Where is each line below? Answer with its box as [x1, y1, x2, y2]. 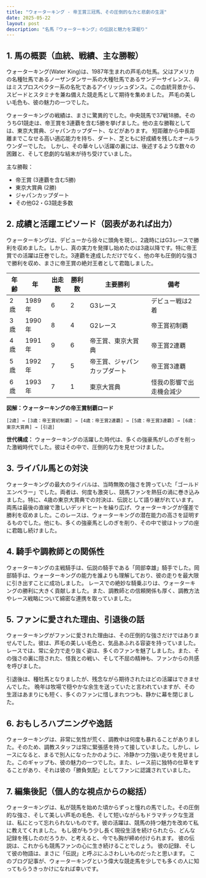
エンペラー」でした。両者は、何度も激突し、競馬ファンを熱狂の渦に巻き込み [6, 488, 200, 495]
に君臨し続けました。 [6, 527, 60, 534]
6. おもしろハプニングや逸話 [6, 718, 113, 729]
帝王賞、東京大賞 [90, 336, 139, 345]
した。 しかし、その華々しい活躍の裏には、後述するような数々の [32, 143, 196, 150]
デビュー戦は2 [151, 296, 192, 305]
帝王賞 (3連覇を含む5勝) [15, 176, 76, 184]
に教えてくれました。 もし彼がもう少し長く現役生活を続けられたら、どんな [6, 826, 196, 834]
